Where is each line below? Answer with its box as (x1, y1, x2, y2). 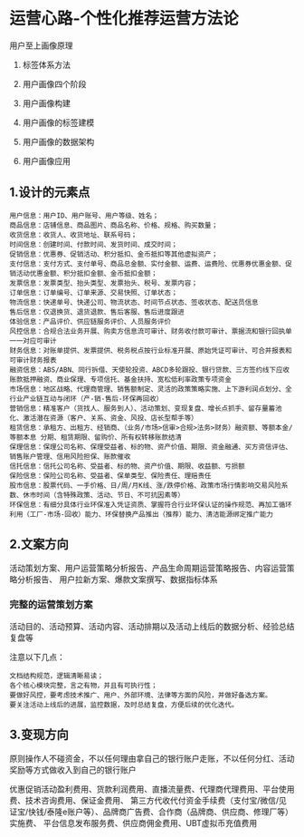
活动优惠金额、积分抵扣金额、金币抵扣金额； (15, 268, 158, 277)
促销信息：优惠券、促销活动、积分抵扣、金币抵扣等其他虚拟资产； (9, 249, 219, 258)
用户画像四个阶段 (22, 78, 87, 89)
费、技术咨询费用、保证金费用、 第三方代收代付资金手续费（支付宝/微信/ (9, 794, 280, 805)
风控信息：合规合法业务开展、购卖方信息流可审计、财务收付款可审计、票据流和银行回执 (9, 326, 286, 336)
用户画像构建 (22, 97, 71, 109)
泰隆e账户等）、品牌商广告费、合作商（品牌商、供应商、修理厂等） (46, 806, 294, 817)
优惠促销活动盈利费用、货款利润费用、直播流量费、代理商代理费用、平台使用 (9, 783, 295, 794)
